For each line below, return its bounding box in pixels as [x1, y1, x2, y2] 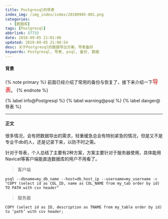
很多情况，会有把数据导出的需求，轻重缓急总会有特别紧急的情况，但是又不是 [5, 132, 163, 138]
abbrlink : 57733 [5, 31, 39, 36]
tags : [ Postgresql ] [5, 26, 46, 31]
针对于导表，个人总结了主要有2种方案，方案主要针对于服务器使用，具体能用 [5, 149, 161, 155]
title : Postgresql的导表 [5, 7, 55, 13]
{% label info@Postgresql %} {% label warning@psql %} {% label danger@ [5, 97, 160, 103]
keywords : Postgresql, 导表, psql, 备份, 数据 [5, 49, 99, 54]
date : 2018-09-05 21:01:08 [5, 36, 61, 41]
